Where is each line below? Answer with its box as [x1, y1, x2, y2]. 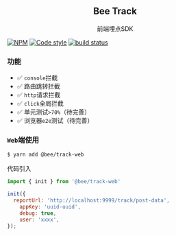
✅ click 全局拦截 [16, 99, 64, 108]
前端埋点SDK [97, 24, 134, 33]
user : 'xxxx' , [19, 216, 60, 223]
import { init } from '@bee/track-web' [7, 178, 121, 185]
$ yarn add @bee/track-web [7, 151, 84, 158]
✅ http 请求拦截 [16, 91, 61, 99]
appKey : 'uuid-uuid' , [19, 203, 81, 210]
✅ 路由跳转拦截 [16, 82, 60, 91]
